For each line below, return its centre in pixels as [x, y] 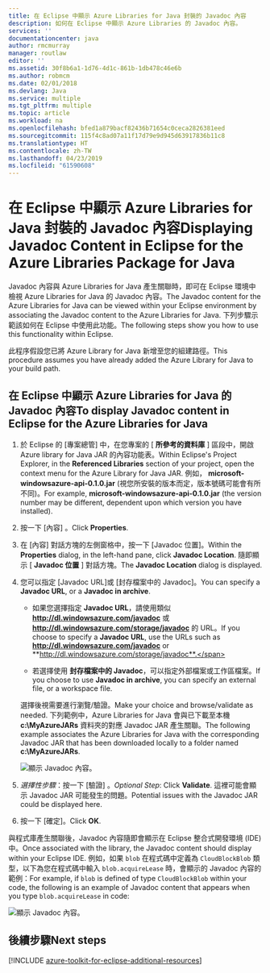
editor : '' [27, 61]
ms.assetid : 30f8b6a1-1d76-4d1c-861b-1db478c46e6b [95, 69]
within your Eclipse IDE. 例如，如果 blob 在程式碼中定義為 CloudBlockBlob [130, 858]
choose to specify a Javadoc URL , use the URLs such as [126, 637]
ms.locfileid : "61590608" [52, 166]
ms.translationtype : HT [48, 143]
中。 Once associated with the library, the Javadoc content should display [130, 848]
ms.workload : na [35, 121]
